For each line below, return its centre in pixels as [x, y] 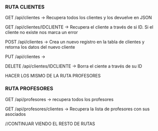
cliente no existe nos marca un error [42, 33]
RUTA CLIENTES [25, 7]
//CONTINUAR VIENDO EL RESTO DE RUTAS [50, 124]
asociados [15, 114]
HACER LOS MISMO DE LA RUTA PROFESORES [53, 76]
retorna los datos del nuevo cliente [40, 47]
